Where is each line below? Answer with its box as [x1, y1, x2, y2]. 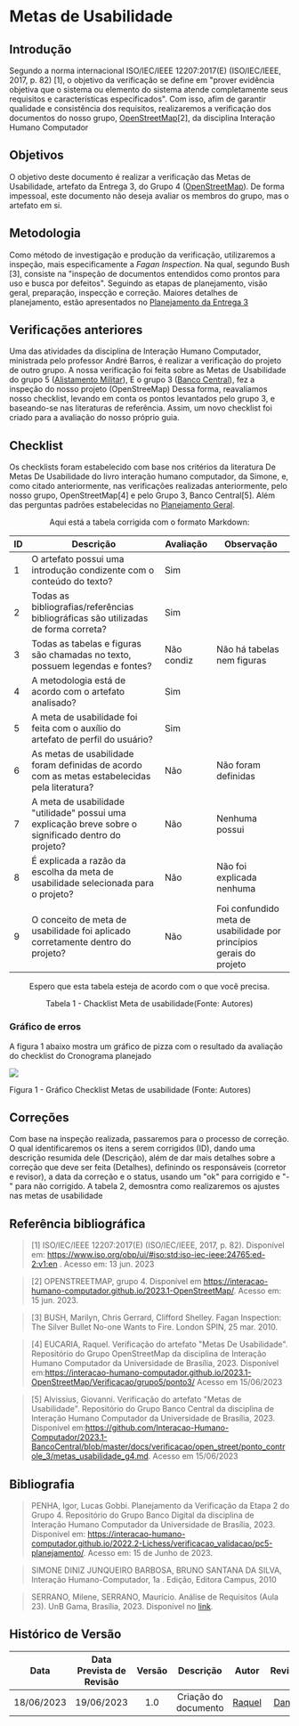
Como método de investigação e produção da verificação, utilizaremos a [9, 249, 276, 260]
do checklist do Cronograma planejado [9, 1050, 152, 1061]
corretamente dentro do [31, 936, 132, 948]
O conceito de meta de [31, 914, 127, 926]
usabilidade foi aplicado [31, 924, 131, 937]
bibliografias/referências [31, 601, 134, 614]
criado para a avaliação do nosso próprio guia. [9, 412, 180, 423]
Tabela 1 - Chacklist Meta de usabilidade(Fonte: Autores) [45, 998, 254, 1009]
